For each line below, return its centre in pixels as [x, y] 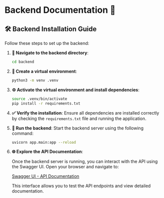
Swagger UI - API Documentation [46, 176]
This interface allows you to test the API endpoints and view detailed [81, 186]
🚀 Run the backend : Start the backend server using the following [78, 128]
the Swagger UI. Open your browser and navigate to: [65, 167]
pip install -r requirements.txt [46, 103]
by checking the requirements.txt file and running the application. [79, 119]
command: [23, 133]
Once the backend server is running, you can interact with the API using [85, 161]
